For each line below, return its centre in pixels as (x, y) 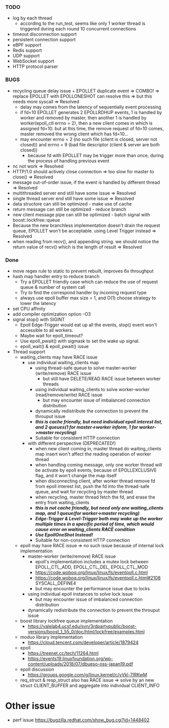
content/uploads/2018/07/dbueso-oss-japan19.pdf (80, 664)
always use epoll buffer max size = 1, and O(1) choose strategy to (88, 298)
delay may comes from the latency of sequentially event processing (91, 107)
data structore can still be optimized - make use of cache (72, 204)
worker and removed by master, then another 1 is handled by (83, 118)
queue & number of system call (53, 287)
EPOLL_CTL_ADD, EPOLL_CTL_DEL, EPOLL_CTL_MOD (92, 567)
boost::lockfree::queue (36, 220)
